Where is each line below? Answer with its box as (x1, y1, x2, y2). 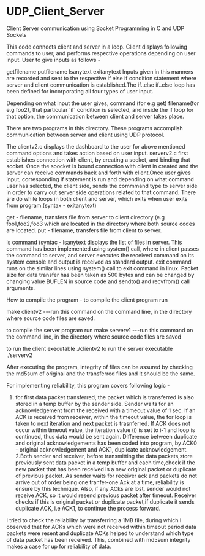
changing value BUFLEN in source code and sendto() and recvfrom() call (6, 278, 190, 285)
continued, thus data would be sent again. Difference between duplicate (15, 433, 198, 440)
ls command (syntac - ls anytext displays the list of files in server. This (6, 238, 182, 246)
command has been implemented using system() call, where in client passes (6, 245, 199, 253)
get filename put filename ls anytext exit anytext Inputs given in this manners (6, 68, 194, 75)
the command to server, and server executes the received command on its (6, 251, 195, 259)
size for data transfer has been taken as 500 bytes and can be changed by (6, 271, 195, 278)
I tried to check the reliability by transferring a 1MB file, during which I (6, 516, 182, 523)
